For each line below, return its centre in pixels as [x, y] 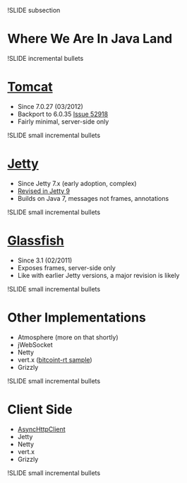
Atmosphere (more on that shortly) [68, 337]
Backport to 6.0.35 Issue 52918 [62, 114]
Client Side [40, 409]
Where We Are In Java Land [90, 39]
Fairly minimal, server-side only [63, 121]
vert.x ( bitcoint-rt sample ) [55, 359]
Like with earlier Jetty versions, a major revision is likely [98, 275]
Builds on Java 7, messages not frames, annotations [93, 198]
